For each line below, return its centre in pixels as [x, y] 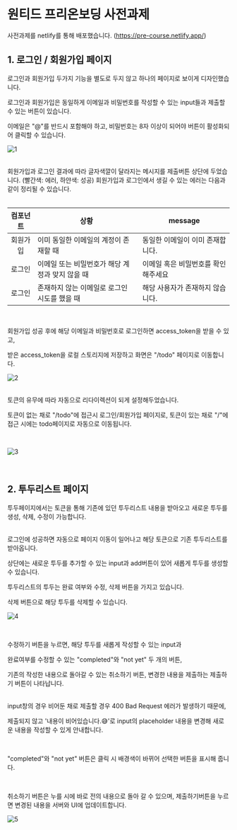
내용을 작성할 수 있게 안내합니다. [59, 730]
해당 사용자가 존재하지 [177, 287]
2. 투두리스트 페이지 [48, 489]
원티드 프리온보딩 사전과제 [79, 15]
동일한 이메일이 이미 [174, 240]
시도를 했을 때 [59, 298]
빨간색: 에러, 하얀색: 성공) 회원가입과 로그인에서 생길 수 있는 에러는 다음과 [125, 180]
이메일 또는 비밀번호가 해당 [79, 264]
